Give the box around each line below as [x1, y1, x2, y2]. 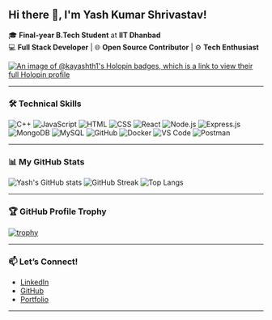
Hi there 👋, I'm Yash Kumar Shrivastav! [8, 8, 207, 22]
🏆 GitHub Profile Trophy [8, 206, 107, 217]
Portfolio [19, 295, 49, 304]
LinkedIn [19, 277, 49, 287]
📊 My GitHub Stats [8, 156, 85, 168]
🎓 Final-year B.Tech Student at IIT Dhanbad [8, 30, 161, 40]
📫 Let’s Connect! [8, 256, 79, 267]
